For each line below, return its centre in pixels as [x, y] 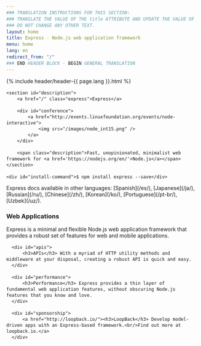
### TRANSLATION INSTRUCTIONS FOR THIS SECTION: [68, 13]
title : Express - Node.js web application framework [73, 38]
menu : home [20, 44]
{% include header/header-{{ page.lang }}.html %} [69, 81]
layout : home [22, 32]
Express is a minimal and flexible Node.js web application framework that [97, 229]
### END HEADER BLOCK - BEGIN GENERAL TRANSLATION [71, 63]
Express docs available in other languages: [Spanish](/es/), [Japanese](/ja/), [100, 188]
